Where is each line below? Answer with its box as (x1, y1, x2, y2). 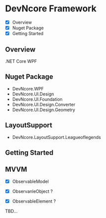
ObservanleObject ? (12, 188, 53, 194)
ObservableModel (12, 178, 49, 184)
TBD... (5, 208, 18, 214)
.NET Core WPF (5, 58, 37, 64)
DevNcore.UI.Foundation (12, 96, 63, 102)
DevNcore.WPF (12, 86, 44, 91)
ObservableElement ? (12, 198, 56, 204)
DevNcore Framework (5, 3, 97, 14)
